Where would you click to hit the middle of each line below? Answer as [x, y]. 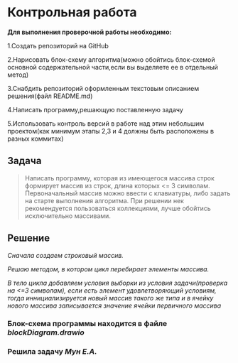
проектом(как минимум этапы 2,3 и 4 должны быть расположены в [111, 131]
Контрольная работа [72, 12]
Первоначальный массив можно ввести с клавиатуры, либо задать [128, 193]
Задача [25, 161]
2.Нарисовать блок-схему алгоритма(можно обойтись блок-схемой [111, 59]
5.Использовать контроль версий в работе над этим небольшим [106, 123]
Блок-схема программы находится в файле [87, 324]
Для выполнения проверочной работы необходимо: [90, 32]
